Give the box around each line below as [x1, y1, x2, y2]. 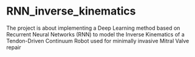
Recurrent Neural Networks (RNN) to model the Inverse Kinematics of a [6, 30, 185, 38]
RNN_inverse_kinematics [6, 4, 136, 18]
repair [6, 44, 21, 51]
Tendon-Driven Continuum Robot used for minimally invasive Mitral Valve [6, 37, 190, 44]
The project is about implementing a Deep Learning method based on [6, 24, 180, 32]
